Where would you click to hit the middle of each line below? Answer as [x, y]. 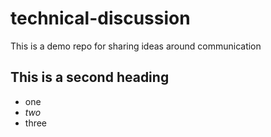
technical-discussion [100, 18]
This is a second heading [90, 77]
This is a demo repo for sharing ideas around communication [136, 46]
